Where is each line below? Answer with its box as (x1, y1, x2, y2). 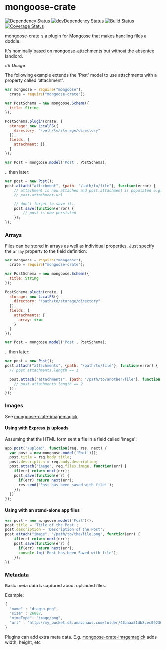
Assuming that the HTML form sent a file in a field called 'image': (5, 436, 137, 442)
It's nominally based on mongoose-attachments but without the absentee (5, 48, 155, 54)
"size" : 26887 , (9, 611, 43, 616)
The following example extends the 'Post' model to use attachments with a (5, 72, 157, 78)
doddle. (5, 38, 21, 44)
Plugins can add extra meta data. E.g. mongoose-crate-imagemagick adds (5, 634, 157, 640)
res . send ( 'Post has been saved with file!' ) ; (18, 482, 114, 487)
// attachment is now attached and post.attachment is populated (14, 188, 152, 193)
